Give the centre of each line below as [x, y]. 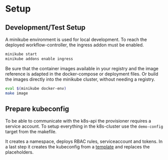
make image [17, 93]
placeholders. [19, 152]
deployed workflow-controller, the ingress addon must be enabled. [75, 45]
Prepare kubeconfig [37, 109]
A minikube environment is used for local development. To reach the [76, 39]
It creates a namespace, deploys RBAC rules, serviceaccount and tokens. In [84, 141]
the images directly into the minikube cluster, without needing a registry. [80, 79]
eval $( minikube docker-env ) [36, 88]
